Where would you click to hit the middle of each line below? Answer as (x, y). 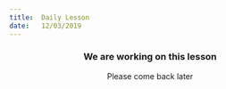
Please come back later (150, 76)
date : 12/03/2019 (46, 26)
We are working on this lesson (150, 57)
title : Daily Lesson (50, 17)
